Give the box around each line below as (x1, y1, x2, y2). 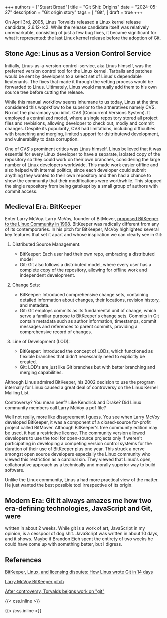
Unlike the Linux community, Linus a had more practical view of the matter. (5, 476, 159, 483)
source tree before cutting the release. (5, 89, 85, 95)
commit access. (5, 188, 38, 194)
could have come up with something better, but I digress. (5, 541, 122, 547)
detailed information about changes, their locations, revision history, (19, 297, 160, 303)
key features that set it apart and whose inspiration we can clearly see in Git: (5, 231, 163, 237)
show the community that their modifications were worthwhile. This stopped (5, 177, 162, 184)
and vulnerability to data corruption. (5, 136, 79, 142)
